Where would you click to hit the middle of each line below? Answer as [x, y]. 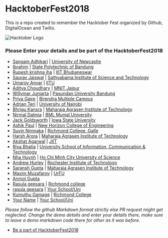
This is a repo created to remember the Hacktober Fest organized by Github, [84, 23]
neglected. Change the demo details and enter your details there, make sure [84, 215]
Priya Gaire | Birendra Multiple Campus [53, 99]
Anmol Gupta [26, 179]
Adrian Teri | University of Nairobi [47, 104]
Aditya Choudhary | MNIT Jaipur [46, 88]
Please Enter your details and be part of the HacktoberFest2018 [84, 51]
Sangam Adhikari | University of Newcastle [57, 62]
